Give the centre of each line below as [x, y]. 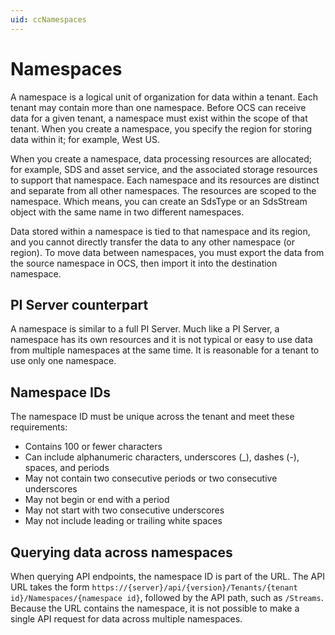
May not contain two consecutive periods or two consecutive [151, 478]
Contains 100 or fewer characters [93, 447]
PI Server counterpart [79, 304]
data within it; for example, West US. [85, 139]
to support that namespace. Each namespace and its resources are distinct [165, 180]
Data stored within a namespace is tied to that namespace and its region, [160, 231]
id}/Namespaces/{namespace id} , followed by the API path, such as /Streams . [167, 597]
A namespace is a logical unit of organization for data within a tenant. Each [164, 97]
